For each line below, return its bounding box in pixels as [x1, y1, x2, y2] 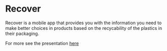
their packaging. [5, 30, 39, 36]
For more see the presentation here [5, 40, 79, 46]
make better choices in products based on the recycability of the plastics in [5, 25, 162, 31]
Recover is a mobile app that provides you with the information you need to [5, 20, 162, 26]
